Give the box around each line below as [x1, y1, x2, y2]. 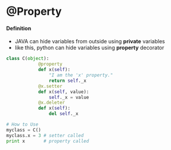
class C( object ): [6, 56, 49, 62]
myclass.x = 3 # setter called [6, 132, 84, 138]
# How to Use [6, 122, 39, 127]
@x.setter [38, 83, 63, 89]
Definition [6, 24, 32, 31]
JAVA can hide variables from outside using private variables [14, 38, 165, 45]
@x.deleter [38, 100, 66, 106]
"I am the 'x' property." [48, 72, 113, 78]
